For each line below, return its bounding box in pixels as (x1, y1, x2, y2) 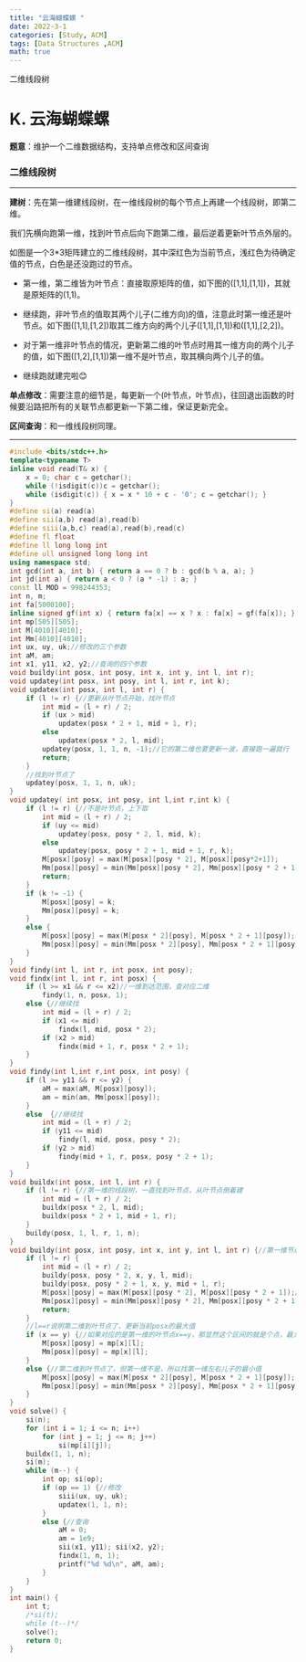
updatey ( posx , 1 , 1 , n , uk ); (25, 778, 137, 788)
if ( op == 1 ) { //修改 (42, 1483, 121, 1493)
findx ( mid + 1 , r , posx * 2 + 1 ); (57, 1042, 189, 1051)
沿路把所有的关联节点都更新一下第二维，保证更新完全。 (25, 401, 233, 412)
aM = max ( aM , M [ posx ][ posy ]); (42, 1084, 157, 1093)
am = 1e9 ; (57, 1534, 96, 1543)
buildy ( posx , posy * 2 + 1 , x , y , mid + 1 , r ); (42, 1279, 226, 1289)
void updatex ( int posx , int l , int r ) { (9, 685, 166, 694)
